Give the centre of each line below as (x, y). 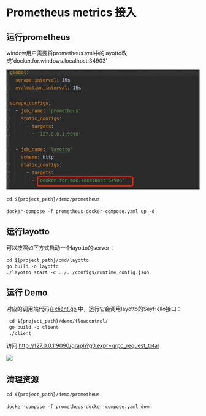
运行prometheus (38, 37)
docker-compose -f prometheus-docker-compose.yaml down (79, 407)
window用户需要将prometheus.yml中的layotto (64, 53)
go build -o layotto (33, 266)
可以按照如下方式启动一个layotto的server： (61, 248)
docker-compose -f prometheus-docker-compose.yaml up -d (81, 211)
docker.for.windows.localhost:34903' (60, 61)
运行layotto (28, 232)
